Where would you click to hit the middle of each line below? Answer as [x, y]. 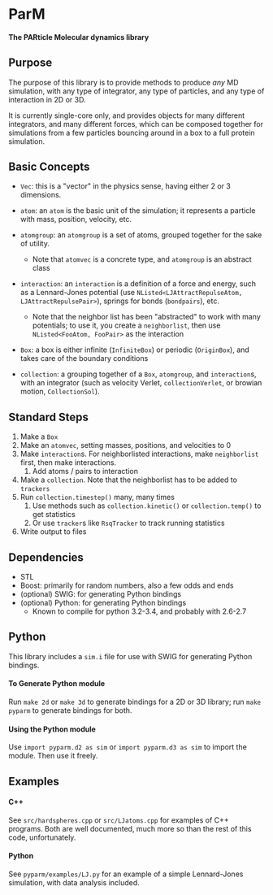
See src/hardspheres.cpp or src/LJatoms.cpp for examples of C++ [119, 820]
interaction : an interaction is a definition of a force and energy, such [138, 284]
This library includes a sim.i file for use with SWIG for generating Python [130, 656]
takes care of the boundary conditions [84, 358]
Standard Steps [49, 417]
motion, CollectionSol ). [60, 392]
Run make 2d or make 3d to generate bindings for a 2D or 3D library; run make [135, 702]
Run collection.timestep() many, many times [97, 497]
